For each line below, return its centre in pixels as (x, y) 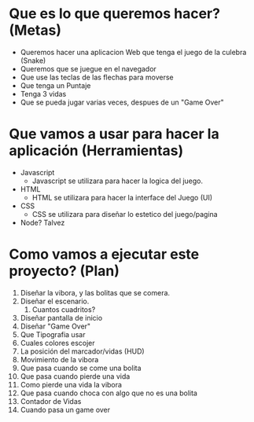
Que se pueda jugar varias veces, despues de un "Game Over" (122, 102)
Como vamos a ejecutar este (104, 254)
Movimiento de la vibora (59, 359)
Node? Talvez (42, 222)
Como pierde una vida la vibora (71, 384)
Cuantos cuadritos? (64, 309)
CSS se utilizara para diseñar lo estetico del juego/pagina (125, 214)
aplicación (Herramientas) (96, 151)
